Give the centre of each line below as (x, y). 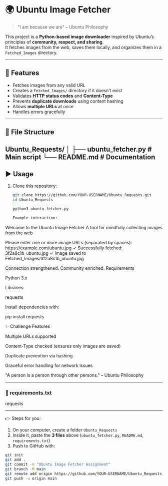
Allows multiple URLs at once (43, 106)
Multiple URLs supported (31, 336)
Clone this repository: (34, 186)
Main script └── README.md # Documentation (80, 157)
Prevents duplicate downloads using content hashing (68, 101)
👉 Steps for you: (23, 418)
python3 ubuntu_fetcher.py (40, 209)
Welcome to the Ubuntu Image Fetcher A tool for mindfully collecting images (84, 227)
